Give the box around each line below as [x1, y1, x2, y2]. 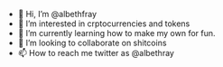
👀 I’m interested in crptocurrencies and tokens [17, 18, 190, 29]
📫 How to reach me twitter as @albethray [17, 48, 174, 58]
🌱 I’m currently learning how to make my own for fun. [17, 28, 216, 38]
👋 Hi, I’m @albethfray [17, 9, 98, 19]
